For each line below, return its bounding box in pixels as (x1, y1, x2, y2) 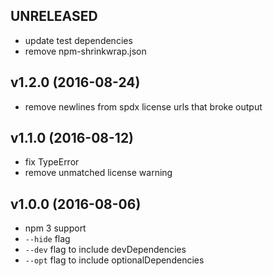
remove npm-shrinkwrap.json (24, 45, 147, 57)
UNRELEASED (10, 8, 98, 25)
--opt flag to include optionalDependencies (24, 254, 205, 266)
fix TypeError (24, 156, 80, 168)
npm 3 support (24, 222, 87, 234)
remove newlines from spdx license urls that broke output (24, 100, 263, 113)
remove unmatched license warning (24, 167, 173, 179)
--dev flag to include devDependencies (24, 244, 187, 256)
